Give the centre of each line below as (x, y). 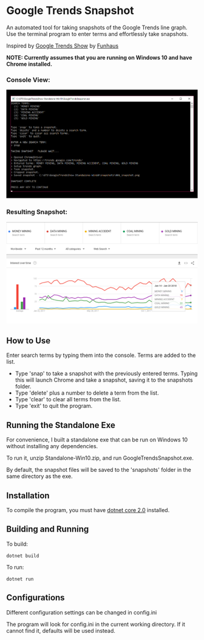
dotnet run (20, 579)
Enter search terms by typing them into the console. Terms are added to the (101, 355)
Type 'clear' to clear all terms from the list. (68, 399)
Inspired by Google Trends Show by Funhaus (63, 46)
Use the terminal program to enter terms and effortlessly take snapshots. (97, 33)
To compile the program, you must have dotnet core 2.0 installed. (88, 510)
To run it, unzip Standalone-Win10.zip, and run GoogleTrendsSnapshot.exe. (100, 458)
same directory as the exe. (39, 476)
